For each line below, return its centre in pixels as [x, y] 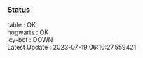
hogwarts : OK [28, 32]
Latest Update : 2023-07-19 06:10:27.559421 [72, 48]
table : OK [22, 25]
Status [19, 10]
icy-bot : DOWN [30, 40]
